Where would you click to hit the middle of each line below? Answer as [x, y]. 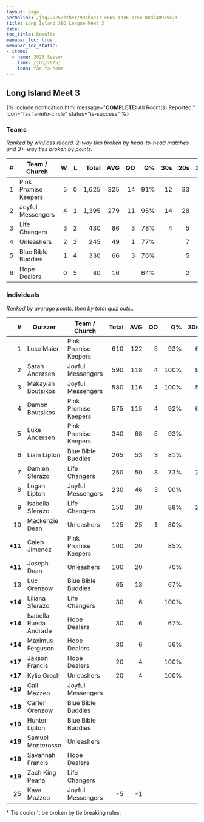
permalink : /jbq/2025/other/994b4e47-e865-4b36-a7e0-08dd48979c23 [92, 18]
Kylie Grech [44, 675]
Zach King [42, 772]
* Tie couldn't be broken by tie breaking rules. [64, 812]
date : [13, 29]
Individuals [23, 295]
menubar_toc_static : [32, 46]
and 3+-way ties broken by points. [49, 149]
